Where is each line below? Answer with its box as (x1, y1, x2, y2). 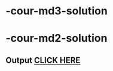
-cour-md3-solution (5, 4, 108, 18)
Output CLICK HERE (5, 55, 81, 65)
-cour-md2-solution (5, 32, 108, 45)
